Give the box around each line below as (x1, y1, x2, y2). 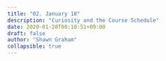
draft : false (7, 29, 46, 37)
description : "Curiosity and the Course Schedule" (7, 17, 160, 24)
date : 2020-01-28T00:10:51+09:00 (7, 23, 106, 30)
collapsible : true (7, 43, 61, 50)
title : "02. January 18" (7, 10, 81, 18)
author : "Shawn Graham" (7, 36, 78, 43)
